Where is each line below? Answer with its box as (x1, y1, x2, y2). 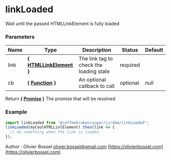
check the (78, 61, 103, 68)
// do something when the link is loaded (10, 129, 99, 135)
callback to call (78, 83, 115, 90)
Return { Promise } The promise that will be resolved (5, 96, 116, 102)
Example (5, 108, 27, 116)
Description (82, 47, 111, 54)
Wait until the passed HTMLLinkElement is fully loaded (5, 20, 120, 27)
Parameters (5, 33, 35, 40)
